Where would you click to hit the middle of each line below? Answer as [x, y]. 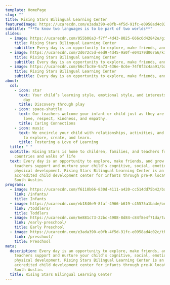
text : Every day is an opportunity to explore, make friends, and [81, 161]
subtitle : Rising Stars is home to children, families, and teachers [84, 152]
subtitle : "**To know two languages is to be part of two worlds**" [79, 29]
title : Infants [30, 199]
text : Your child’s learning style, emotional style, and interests [92, 95]
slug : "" [14, 15]
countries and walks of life [45, 156]
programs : [16, 185]
